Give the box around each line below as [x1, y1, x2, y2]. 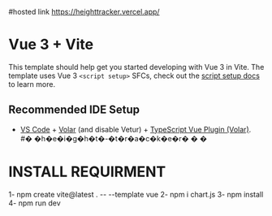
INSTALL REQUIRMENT [8, 162, 166, 181]
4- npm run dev [8, 198, 61, 208]
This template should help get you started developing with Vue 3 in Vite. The [8, 62, 265, 71]
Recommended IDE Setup [8, 103, 140, 117]
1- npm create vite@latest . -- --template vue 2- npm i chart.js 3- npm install [8, 189, 264, 199]
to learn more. [8, 79, 55, 89]
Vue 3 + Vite [8, 36, 94, 54]
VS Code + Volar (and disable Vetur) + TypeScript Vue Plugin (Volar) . [19, 124, 252, 134]
